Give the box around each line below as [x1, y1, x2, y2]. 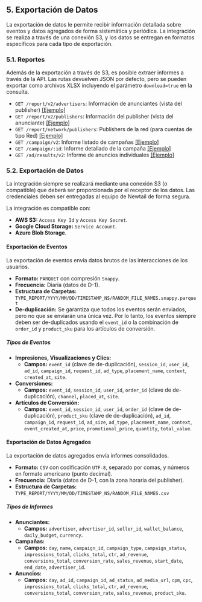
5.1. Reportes [6, 55, 45, 63]
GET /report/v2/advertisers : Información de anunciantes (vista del [14, 100, 182, 108]
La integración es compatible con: [6, 205, 91, 212]
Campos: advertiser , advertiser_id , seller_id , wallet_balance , [24, 525, 184, 532]
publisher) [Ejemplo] [14, 106, 66, 114]
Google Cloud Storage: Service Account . [14, 223, 117, 230]
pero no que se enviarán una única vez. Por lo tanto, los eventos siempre [14, 312, 197, 319]
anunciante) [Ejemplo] [14, 119, 71, 126]
